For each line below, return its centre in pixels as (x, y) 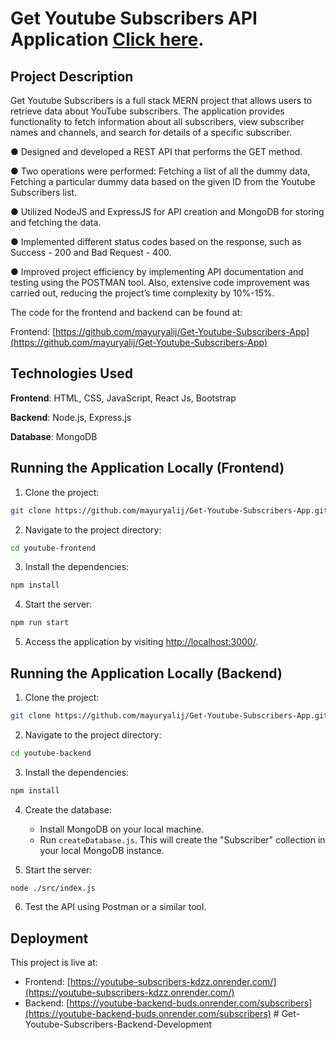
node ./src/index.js (53, 888)
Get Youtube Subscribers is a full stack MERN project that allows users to (161, 100)
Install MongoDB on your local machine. (122, 829)
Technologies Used (71, 373)
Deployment (49, 938)
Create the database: (68, 809)
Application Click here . (107, 39)
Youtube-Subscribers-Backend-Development (118, 1024)
